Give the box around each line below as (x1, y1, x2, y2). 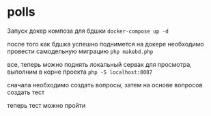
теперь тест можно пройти (7, 101, 86, 109)
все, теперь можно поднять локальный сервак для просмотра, (7, 60, 193, 68)
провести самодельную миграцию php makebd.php (7, 47, 154, 55)
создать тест (7, 88, 45, 96)
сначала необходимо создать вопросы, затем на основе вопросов (7, 81, 203, 89)
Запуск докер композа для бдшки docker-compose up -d (7, 27, 169, 35)
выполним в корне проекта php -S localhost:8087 (7, 68, 153, 76)
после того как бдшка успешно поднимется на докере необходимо (7, 40, 204, 48)
